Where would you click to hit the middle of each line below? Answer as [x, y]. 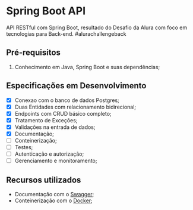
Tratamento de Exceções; [46, 120]
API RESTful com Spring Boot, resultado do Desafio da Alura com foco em [97, 27]
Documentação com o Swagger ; [54, 194]
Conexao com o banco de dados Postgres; [67, 100]
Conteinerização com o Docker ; [54, 200]
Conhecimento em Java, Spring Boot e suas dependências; [87, 67]
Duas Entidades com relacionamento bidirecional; [75, 107]
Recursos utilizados [44, 180]
